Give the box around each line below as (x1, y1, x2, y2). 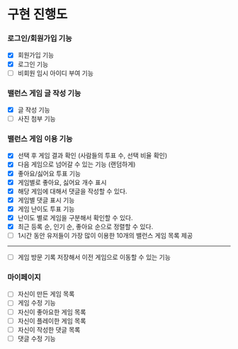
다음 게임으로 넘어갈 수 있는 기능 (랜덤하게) (17, 160, 136, 168)
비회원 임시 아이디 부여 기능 (17, 69, 94, 77)
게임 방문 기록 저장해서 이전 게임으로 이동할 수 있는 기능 (17, 253, 171, 262)
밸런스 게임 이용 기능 (7, 134, 73, 144)
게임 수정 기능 (17, 299, 56, 307)
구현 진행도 (7, 6, 68, 23)
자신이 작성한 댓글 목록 (17, 325, 81, 333)
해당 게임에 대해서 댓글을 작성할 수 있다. (17, 187, 127, 195)
